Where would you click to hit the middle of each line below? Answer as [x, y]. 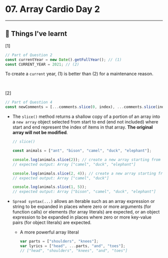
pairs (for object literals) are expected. [52, 222]
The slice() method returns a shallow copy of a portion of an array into [86, 116]
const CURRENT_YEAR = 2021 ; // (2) [42, 64]
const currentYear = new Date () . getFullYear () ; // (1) [63, 59]
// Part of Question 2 [29, 55]
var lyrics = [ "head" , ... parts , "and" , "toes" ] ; [73, 246]
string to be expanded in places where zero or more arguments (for [82, 206]
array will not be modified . [40, 132]
